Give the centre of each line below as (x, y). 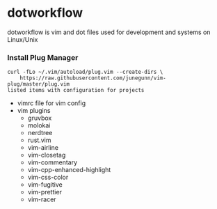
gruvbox (40, 118)
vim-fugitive (45, 185)
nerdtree (40, 133)
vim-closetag (47, 155)
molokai (39, 125)
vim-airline (43, 148)
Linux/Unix (23, 39)
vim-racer (42, 199)
